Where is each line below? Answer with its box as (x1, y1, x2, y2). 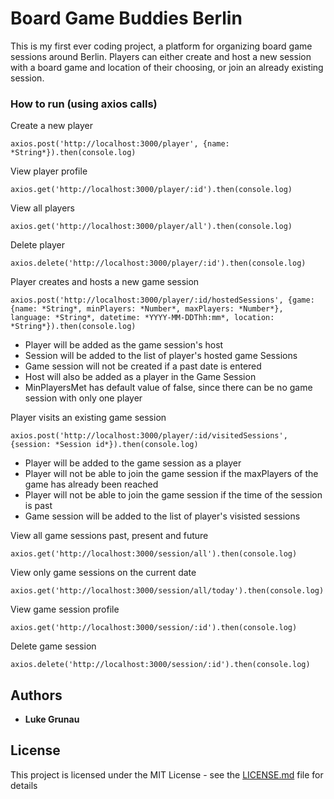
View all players (10, 202, 75, 214)
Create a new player (10, 120, 93, 132)
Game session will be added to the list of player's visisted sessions (24, 510, 301, 522)
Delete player (10, 239, 66, 251)
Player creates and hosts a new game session (10, 276, 200, 288)
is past (24, 500, 53, 512)
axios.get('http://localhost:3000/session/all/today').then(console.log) (10, 586, 325, 596)
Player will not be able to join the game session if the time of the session (24, 489, 323, 501)
